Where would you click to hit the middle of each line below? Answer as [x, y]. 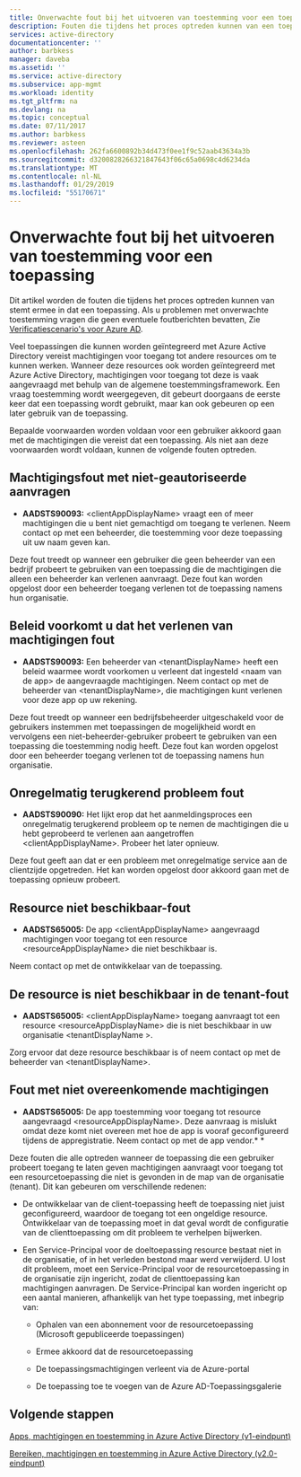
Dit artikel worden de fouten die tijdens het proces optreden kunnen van [142, 300]
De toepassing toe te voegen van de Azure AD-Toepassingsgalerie [159, 1386]
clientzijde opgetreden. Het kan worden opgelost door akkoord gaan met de [149, 870]
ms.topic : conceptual [50, 118]
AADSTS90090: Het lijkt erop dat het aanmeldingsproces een [137, 814]
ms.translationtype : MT [54, 168]
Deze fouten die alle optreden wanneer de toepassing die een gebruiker [142, 1157]
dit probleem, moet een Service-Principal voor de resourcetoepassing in [155, 1269]
